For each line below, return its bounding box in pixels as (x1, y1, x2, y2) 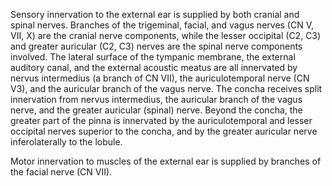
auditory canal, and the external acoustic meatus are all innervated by (10, 62, 298, 73)
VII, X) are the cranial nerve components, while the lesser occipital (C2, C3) (10, 30, 322, 41)
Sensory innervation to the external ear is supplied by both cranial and (10, 9, 300, 20)
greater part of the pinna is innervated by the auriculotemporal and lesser (10, 115, 313, 126)
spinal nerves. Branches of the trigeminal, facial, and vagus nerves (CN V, (10, 19, 315, 31)
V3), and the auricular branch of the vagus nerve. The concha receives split (10, 83, 323, 94)
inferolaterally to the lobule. (10, 136, 123, 148)
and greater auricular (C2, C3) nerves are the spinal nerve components (10, 40, 303, 52)
